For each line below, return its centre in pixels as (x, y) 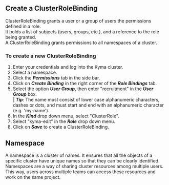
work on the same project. (33, 177)
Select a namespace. (35, 73)
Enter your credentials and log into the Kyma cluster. (68, 67)
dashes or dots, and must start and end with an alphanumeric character (88, 105)
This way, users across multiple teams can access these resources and (81, 172)
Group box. (25, 94)
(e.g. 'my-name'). (31, 111)
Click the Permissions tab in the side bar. (56, 78)
